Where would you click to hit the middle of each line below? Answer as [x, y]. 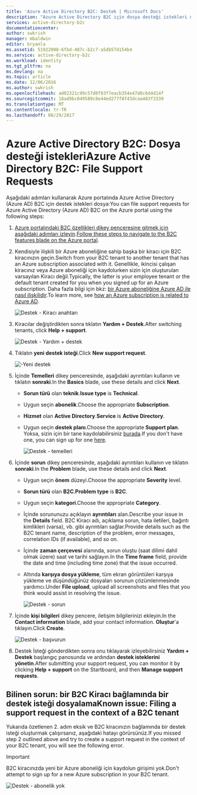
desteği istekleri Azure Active [79, 157]
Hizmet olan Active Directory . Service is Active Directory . [94, 416]
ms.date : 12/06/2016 [31, 83]
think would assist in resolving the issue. [72, 593]
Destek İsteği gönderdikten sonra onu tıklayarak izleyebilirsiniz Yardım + [102, 651]
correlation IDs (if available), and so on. [71, 539]
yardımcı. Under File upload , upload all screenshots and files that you [107, 587]
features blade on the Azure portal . [57, 240]
